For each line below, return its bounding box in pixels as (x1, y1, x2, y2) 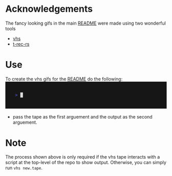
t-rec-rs (12, 41, 30, 47)
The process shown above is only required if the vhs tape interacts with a (5, 154, 160, 160)
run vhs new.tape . (5, 165, 42, 171)
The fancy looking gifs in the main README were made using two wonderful (5, 20, 166, 26)
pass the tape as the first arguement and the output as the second (12, 113, 153, 120)
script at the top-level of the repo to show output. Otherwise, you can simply (5, 160, 166, 166)
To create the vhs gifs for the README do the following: (5, 75, 123, 82)
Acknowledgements (5, 3, 93, 15)
